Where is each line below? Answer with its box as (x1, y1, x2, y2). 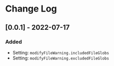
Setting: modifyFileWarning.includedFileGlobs (12, 49, 109, 55)
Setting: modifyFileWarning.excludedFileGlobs (12, 55, 109, 61)
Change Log (5, 3, 57, 15)
